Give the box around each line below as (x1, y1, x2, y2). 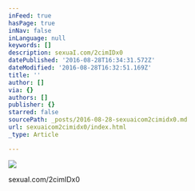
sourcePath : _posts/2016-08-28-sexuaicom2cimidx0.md (8, 116, 188, 124)
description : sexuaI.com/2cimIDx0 (8, 49, 124, 57)
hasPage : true (8, 19, 56, 27)
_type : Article (8, 130, 59, 138)
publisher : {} (8, 101, 56, 109)
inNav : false (8, 26, 52, 34)
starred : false (8, 109, 59, 117)
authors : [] (8, 94, 48, 101)
